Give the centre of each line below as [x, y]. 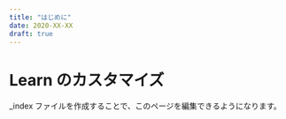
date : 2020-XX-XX [41, 26]
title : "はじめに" [41, 17]
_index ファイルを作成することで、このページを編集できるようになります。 [145, 106]
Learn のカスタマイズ [87, 80]
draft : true [31, 33]
